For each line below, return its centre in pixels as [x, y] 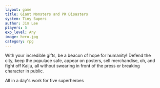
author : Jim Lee [21, 23]
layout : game [18, 10]
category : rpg [20, 42]
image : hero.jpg [21, 37]
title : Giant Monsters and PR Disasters [47, 14]
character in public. [24, 71]
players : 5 [16, 28]
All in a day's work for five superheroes [45, 80]
